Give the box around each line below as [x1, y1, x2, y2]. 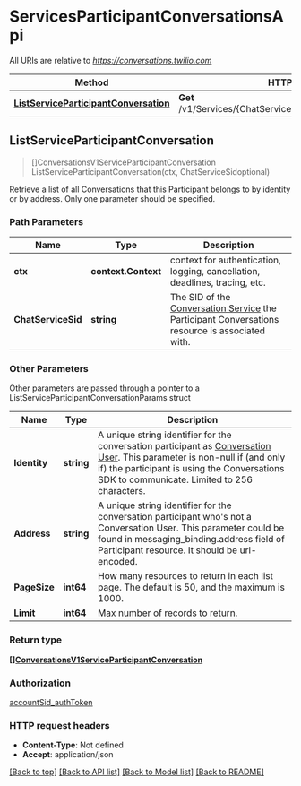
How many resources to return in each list [98, 570, 273, 583]
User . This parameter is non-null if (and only [98, 451, 286, 463]
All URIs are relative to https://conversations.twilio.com [9, 55, 212, 65]
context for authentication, [169, 254, 282, 266]
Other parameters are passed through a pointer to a [9, 383, 200, 393]
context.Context [90, 265, 162, 278]
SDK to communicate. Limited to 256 [98, 473, 254, 486]
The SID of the [169, 291, 231, 304]
